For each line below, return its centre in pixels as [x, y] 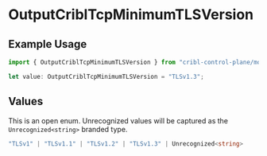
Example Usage [48, 44]
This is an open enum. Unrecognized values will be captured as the [118, 120]
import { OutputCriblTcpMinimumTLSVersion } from [92, 62]
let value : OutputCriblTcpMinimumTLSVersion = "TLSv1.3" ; [106, 76]
